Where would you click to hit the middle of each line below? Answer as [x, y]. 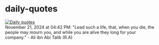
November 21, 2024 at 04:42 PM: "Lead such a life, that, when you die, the [80, 27]
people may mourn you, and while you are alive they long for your [71, 32]
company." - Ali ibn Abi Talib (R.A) [39, 37]
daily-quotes [31, 9]
